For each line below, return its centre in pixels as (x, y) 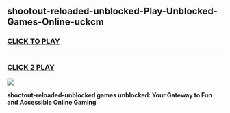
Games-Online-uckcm (55, 22)
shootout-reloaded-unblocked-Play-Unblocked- (112, 11)
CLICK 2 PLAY (31, 67)
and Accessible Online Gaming (52, 102)
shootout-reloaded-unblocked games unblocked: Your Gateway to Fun (110, 95)
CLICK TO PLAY (34, 42)
